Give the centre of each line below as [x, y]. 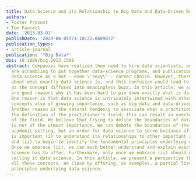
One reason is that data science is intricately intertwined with [94, 98]
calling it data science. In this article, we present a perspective [97, 158]
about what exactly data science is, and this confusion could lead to [100, 82]
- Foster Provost [27, 22]
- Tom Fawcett [23, 28]
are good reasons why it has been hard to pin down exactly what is [96, 93]
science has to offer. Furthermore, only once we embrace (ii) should [99, 152]
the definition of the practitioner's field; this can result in [92, 114]
